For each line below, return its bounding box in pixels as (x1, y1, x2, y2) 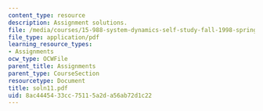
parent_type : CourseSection (8, 70, 100, 77)
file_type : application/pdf (8, 33, 100, 41)
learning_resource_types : (8, 41, 92, 48)
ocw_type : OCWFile (8, 55, 68, 63)
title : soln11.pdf (8, 84, 68, 92)
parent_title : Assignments (8, 63, 96, 70)
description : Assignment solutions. (8, 19, 128, 27)
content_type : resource (8, 11, 86, 20)
